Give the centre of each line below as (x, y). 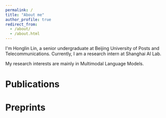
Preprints (26, 108)
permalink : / (19, 10)
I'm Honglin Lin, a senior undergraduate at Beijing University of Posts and (82, 48)
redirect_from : (21, 24)
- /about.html (25, 34)
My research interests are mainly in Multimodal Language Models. (75, 64)
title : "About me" (25, 15)
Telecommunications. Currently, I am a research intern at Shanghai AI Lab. (84, 54)
